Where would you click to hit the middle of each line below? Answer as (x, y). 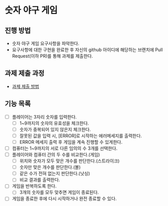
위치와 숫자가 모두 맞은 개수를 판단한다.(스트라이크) (69, 161)
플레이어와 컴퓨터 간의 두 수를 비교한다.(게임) (56, 154)
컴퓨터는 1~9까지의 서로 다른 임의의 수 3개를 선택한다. (65, 148)
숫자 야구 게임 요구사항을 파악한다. (46, 43)
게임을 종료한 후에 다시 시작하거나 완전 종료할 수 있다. (64, 198)
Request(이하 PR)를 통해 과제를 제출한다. (53, 56)
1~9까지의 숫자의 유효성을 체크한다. (54, 123)
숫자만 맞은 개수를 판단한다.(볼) (50, 167)
